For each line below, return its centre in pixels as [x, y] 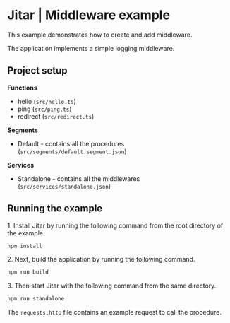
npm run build [28, 272]
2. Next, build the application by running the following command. [101, 259]
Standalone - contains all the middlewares [79, 178]
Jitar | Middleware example [89, 15]
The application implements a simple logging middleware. [91, 48]
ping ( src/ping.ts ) [44, 109]
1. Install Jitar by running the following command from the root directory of [115, 225]
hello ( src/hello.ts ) [47, 101]
